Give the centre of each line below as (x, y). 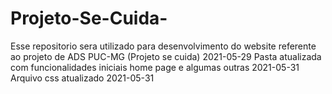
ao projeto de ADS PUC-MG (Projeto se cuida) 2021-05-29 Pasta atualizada (166, 56)
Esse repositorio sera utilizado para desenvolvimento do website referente (163, 46)
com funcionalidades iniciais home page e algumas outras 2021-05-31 (155, 67)
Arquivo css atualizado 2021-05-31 (82, 78)
